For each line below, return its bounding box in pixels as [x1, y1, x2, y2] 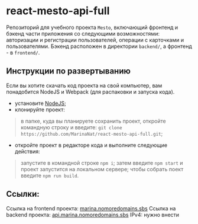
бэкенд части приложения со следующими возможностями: [6, 30, 160, 37]
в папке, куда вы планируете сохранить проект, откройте [20, 117, 167, 124]
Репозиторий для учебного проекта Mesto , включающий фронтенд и [6, 24, 178, 31]
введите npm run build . [20, 172, 79, 179]
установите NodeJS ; [14, 100, 66, 107]
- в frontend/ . [6, 49, 40, 56]
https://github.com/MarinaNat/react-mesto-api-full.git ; [20, 130, 163, 137]
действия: [14, 148, 40, 155]
